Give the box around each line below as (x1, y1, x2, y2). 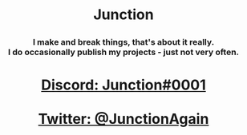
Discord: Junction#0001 (40, 76, 207, 94)
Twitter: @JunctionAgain (38, 110, 209, 129)
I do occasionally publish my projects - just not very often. (7, 46, 240, 58)
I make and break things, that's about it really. (32, 37, 215, 48)
